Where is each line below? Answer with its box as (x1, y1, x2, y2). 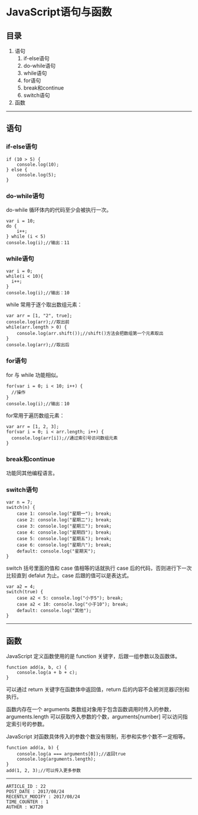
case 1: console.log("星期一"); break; (16, 511, 112, 517)
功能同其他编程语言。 (6, 469, 58, 476)
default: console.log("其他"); (16, 608, 92, 614)
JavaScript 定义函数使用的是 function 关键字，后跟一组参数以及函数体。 (6, 652, 181, 659)
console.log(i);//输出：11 (6, 239, 70, 245)
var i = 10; (6, 218, 35, 224)
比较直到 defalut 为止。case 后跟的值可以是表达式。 (6, 572, 133, 579)
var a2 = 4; (6, 584, 35, 590)
